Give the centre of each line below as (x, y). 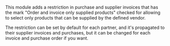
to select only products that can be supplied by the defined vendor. (76, 18)
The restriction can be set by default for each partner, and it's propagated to (85, 27)
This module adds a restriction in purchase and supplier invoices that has (82, 7)
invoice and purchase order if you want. (47, 38)
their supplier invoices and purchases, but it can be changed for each (78, 33)
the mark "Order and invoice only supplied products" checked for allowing (83, 12)
